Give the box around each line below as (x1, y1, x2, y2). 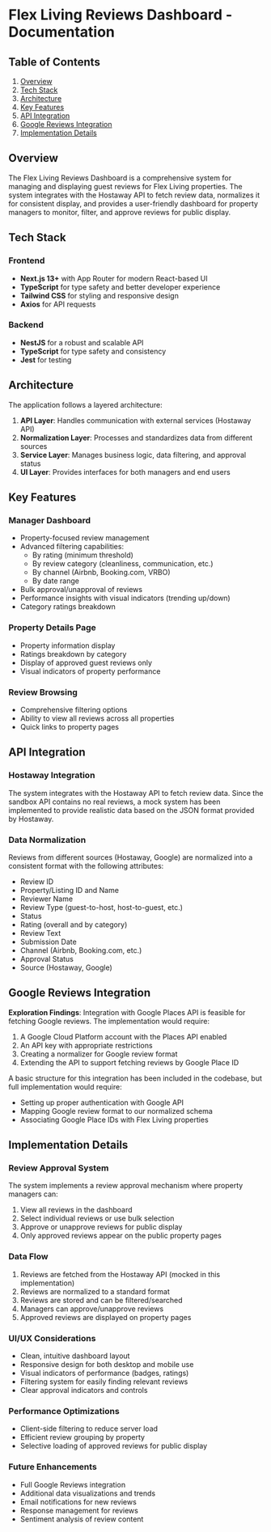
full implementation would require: (8, 1081, 123, 1091)
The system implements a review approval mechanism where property (8, 1181, 243, 1191)
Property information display (19, 641, 116, 650)
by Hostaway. (8, 814, 54, 823)
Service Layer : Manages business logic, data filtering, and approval (19, 450, 247, 459)
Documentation (8, 23, 116, 41)
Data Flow (8, 1251, 49, 1263)
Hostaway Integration (8, 770, 95, 781)
